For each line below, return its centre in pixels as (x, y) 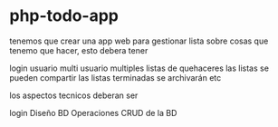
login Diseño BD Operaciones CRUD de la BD (93, 112)
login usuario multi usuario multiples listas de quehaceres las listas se (139, 68)
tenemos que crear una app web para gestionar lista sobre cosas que (139, 41)
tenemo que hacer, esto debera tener (79, 50)
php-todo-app (64, 16)
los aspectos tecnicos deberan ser (74, 95)
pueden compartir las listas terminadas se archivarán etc (115, 77)
